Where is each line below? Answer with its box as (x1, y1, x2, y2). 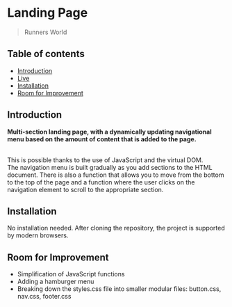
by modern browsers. (7, 231, 69, 239)
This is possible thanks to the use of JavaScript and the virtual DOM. (7, 155, 204, 164)
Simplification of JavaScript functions (17, 270, 125, 278)
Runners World (24, 28, 67, 36)
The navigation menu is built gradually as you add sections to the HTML (7, 163, 213, 171)
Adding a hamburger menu (17, 277, 94, 286)
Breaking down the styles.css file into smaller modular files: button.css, (17, 285, 222, 293)
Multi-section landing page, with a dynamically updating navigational (7, 127, 212, 136)
